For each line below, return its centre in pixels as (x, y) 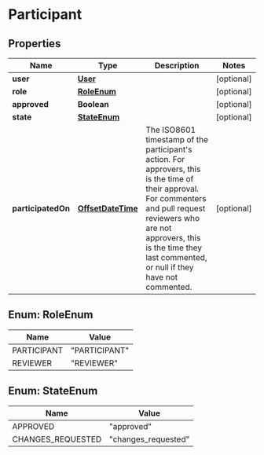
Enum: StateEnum (53, 391)
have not (161, 277)
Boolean (93, 104)
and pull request (175, 208)
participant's (169, 149)
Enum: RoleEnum (51, 315)
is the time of (169, 179)
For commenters (176, 198)
